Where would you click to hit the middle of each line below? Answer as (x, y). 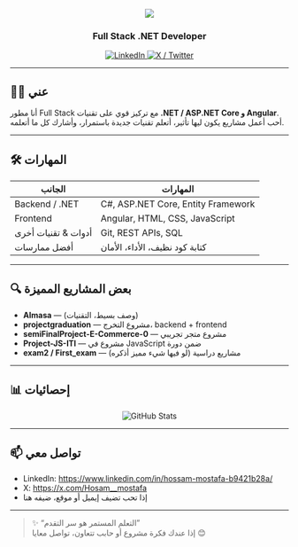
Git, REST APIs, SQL (142, 232)
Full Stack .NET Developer (149, 35)
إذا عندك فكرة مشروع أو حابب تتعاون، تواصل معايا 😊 (118, 533)
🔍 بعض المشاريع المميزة (71, 289)
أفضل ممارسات (44, 246)
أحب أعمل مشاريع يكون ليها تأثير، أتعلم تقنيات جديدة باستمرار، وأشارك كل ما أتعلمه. (147, 122)
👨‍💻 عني (29, 92)
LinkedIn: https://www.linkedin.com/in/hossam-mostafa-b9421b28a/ (148, 479)
